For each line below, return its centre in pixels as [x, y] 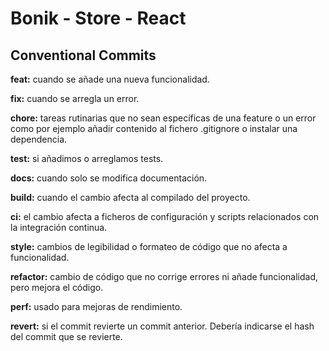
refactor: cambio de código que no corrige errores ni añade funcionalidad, [164, 276]
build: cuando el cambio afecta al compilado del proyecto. [130, 197]
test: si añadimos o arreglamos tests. [87, 158]
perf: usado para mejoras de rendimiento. [96, 306]
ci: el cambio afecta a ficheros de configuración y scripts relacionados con [165, 216]
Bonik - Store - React [98, 18]
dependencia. [39, 139]
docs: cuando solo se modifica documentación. [109, 178]
